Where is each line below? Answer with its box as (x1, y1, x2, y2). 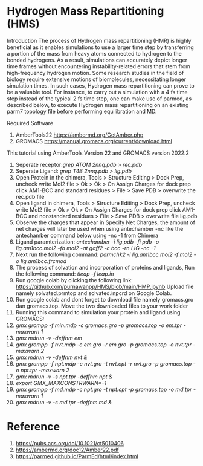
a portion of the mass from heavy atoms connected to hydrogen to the (7, 50, 182, 57)
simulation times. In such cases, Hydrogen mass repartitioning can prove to (7, 82, 195, 89)
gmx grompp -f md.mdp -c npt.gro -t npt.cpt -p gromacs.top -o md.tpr (15, 386, 192, 393)
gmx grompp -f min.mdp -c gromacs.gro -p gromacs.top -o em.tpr (15, 322, 182, 329)
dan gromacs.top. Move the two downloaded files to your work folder (15, 302, 188, 309)
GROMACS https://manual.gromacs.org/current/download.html (15, 137, 173, 144)
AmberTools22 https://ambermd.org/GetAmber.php (15, 131, 144, 138)
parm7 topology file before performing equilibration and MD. (7, 108, 157, 115)
